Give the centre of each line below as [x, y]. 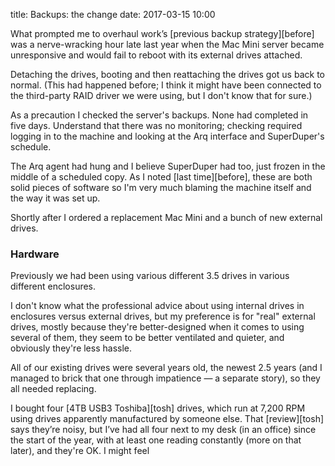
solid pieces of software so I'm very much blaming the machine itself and [161, 187]
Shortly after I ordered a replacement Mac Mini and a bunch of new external [166, 217]
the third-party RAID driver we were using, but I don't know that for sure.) [161, 95]
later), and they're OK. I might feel [80, 451]
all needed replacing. [53, 389]
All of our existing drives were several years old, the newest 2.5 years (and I [166, 368]
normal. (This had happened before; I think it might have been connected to [166, 85]
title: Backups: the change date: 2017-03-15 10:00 [113, 14]
